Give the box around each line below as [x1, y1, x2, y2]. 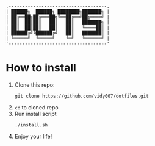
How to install [5, 61, 77, 75]
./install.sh [14, 122, 48, 128]
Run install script [14, 110, 57, 117]
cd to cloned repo [14, 103, 59, 111]
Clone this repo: [14, 81, 55, 89]
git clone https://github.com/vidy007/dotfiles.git [14, 93, 149, 99]
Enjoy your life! [14, 133, 52, 140]
